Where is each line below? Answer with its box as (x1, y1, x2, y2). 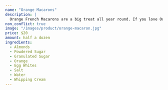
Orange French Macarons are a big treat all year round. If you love (9, 16, 157, 21)
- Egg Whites (9, 63, 37, 68)
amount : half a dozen (5, 35, 50, 40)
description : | (5, 12, 37, 17)
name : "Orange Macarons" (5, 7, 57, 12)
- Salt (9, 68, 23, 73)
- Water (9, 72, 26, 77)
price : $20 (5, 30, 28, 35)
